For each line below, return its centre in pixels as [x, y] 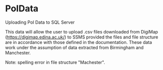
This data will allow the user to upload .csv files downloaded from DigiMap [82, 32]
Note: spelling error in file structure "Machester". [55, 62]
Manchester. [18, 53]
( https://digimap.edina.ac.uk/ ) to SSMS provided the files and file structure [82, 37]
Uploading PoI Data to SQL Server [40, 22]
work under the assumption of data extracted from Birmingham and [74, 47]
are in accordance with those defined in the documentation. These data [79, 42]
